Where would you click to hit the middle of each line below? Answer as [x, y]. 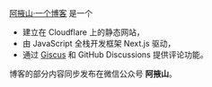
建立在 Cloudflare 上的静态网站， [84, 32]
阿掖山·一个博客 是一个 [51, 13]
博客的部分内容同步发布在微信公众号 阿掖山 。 [93, 74]
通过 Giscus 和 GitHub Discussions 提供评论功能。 [115, 55]
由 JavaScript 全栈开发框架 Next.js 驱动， [99, 43]
